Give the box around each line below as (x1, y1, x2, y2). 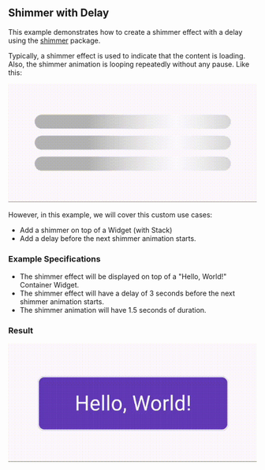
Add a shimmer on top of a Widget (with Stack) (19, 225, 173, 235)
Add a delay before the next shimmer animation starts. (19, 234, 196, 243)
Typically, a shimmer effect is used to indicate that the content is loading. (8, 51, 246, 60)
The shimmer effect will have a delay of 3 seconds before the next (19, 288, 235, 298)
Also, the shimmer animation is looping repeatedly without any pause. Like (8, 59, 250, 69)
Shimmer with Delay (8, 6, 110, 20)
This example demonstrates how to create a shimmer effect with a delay (8, 27, 243, 36)
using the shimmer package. (8, 36, 101, 45)
